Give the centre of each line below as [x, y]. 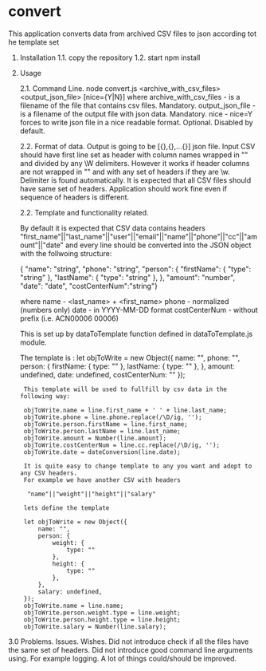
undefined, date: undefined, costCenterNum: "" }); [102, 374]
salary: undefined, [70, 592]
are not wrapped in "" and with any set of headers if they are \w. [125, 172]
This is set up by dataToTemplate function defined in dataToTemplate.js [136, 334]
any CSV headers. [49, 473]
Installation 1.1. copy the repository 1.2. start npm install [110, 57]
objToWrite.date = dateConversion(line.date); [102, 452]
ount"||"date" [41, 245]
